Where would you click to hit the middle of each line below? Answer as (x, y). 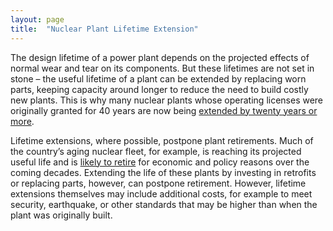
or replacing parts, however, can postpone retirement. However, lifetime (158, 183)
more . (22, 121)
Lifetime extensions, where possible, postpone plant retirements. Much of (162, 140)
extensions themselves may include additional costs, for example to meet (161, 193)
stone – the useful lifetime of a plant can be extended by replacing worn (158, 78)
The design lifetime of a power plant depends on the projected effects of (160, 57)
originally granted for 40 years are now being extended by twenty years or (164, 110)
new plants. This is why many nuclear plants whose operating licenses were (167, 100)
